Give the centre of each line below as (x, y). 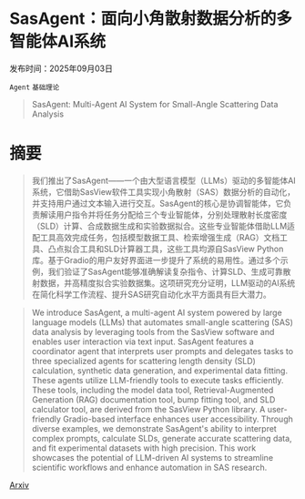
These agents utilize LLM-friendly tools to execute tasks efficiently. (158, 380)
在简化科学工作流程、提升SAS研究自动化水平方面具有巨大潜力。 (151, 294)
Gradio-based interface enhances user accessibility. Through (178, 419)
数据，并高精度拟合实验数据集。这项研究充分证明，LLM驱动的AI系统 (168, 282)
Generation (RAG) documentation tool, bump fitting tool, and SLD (153, 399)
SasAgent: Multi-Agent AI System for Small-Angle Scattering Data (155, 104)
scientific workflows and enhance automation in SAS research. (149, 467)
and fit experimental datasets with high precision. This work (144, 448)
